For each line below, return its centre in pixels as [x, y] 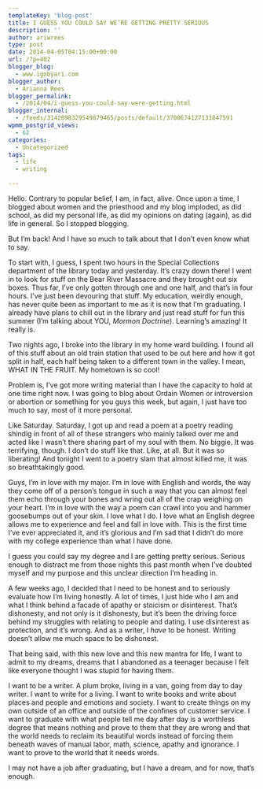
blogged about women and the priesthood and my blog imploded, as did [125, 207]
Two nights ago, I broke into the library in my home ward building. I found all [131, 344]
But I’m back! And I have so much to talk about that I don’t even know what [129, 239]
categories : [27, 140]
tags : [17, 154]
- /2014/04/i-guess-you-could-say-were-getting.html [103, 103]
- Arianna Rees [40, 89]
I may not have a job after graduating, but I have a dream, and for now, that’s [131, 768]
